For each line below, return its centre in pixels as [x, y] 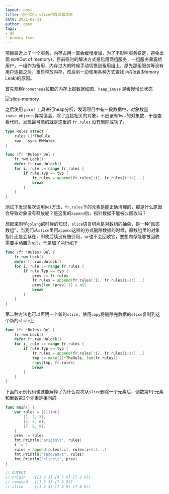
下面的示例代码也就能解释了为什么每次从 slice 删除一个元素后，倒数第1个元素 [84, 392]
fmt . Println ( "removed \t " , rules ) [49, 454]
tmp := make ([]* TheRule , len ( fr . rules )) [75, 358]
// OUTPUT [16, 473]
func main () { [20, 408]
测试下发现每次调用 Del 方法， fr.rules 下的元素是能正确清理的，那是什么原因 [84, 207]
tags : [11, 29]
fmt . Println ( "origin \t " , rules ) [48, 440]
